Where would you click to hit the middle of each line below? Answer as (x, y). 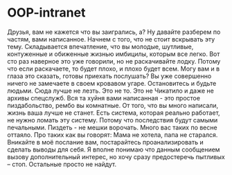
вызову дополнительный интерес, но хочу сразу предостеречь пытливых (116, 156)
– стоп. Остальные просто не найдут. (62, 164)
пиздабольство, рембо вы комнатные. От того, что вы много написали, (113, 105)
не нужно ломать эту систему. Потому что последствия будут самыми (113, 120)
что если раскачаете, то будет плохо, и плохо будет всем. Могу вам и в (114, 68)
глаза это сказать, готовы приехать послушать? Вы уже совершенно (109, 76)
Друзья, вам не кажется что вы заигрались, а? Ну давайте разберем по (114, 32)
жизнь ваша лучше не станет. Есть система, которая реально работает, (114, 113)
